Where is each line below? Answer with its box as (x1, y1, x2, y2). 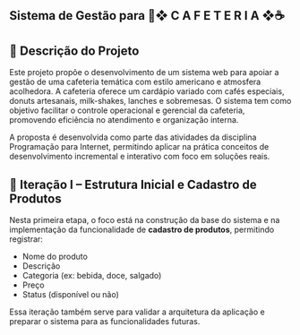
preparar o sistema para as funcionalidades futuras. (9, 316, 201, 327)
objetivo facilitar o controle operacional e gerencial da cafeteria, (9, 105, 245, 116)
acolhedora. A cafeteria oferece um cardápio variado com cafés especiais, (9, 86, 285, 97)
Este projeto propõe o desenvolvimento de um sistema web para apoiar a (9, 67, 279, 78)
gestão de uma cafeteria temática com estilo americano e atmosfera (9, 76, 261, 88)
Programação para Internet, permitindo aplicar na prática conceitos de (9, 142, 270, 152)
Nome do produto (21, 251, 88, 262)
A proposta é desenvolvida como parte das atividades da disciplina (9, 132, 257, 142)
